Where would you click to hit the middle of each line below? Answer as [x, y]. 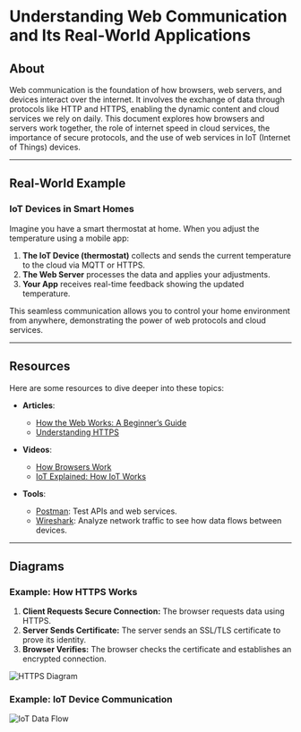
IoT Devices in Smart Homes [72, 209]
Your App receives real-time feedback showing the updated [133, 284]
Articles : [39, 405]
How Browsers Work [73, 466]
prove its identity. [54, 640]
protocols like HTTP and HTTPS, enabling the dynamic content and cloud [144, 109]
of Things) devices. [45, 147]
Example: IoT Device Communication [91, 700]
